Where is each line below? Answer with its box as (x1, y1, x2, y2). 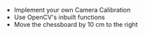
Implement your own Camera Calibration (13, 6, 131, 14)
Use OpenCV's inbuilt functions (13, 13, 105, 21)
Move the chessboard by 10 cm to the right (13, 21, 138, 28)
